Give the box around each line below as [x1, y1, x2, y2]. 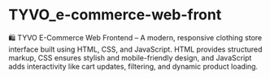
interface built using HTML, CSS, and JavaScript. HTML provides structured [8, 44, 263, 54]
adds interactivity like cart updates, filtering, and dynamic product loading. [8, 61, 259, 71]
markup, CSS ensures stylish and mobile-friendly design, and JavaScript [8, 52, 252, 62]
